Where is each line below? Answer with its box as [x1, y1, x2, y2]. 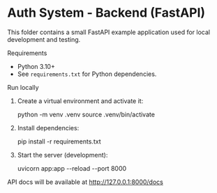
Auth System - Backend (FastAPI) [7, 5, 206, 21]
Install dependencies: [17, 123, 80, 132]
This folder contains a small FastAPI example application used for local [7, 28, 211, 36]
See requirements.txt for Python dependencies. [17, 70, 157, 78]
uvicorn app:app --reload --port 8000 [17, 164, 127, 172]
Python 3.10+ [17, 62, 56, 70]
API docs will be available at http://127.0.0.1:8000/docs [7, 178, 164, 186]
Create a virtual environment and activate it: [17, 96, 144, 105]
